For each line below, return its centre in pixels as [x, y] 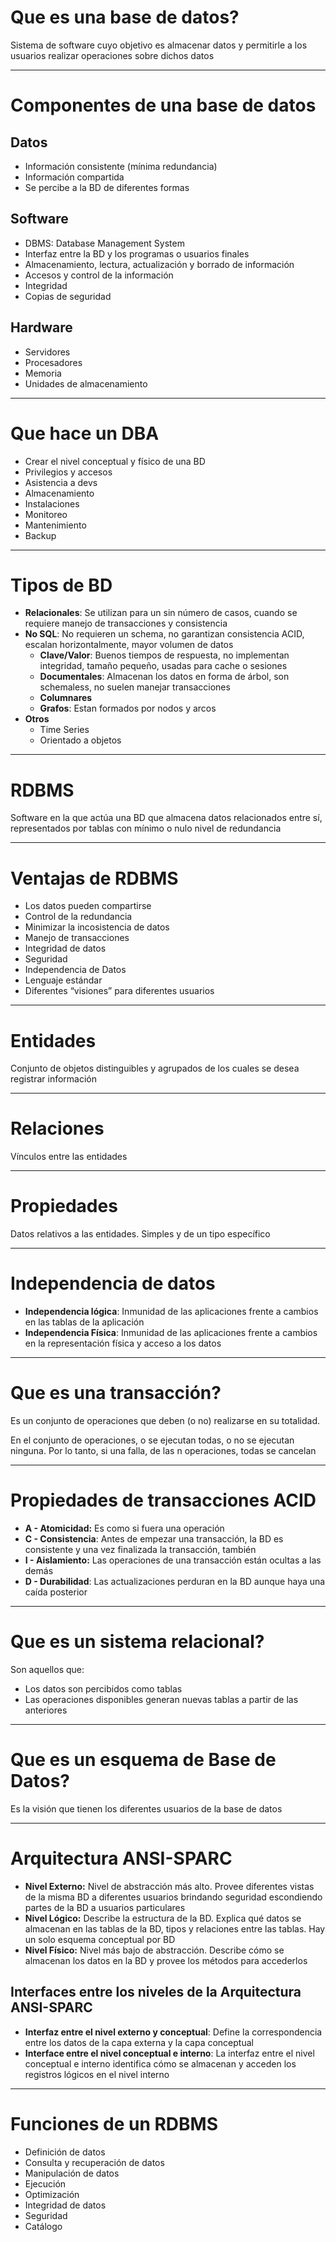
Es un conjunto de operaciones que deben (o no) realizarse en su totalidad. [165, 1420]
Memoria [43, 373]
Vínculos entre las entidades [69, 1157]
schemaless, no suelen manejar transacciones [135, 687]
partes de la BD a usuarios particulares [105, 1907]
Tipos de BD [61, 585]
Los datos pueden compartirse [88, 906]
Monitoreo [46, 514]
